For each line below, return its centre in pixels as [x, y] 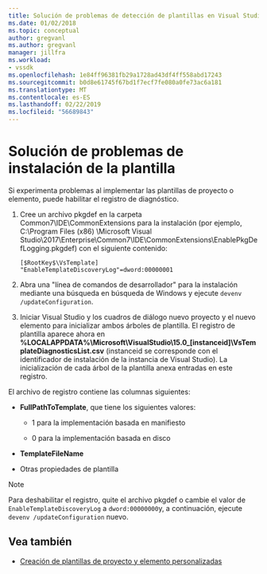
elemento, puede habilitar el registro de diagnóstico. [94, 199]
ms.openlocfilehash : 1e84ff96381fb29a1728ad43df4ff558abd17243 [115, 75]
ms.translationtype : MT [48, 90]
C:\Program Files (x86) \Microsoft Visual [86, 231]
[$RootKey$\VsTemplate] [59, 263]
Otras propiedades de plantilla [69, 469]
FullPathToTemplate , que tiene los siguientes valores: [108, 407]
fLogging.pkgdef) [48, 248]
